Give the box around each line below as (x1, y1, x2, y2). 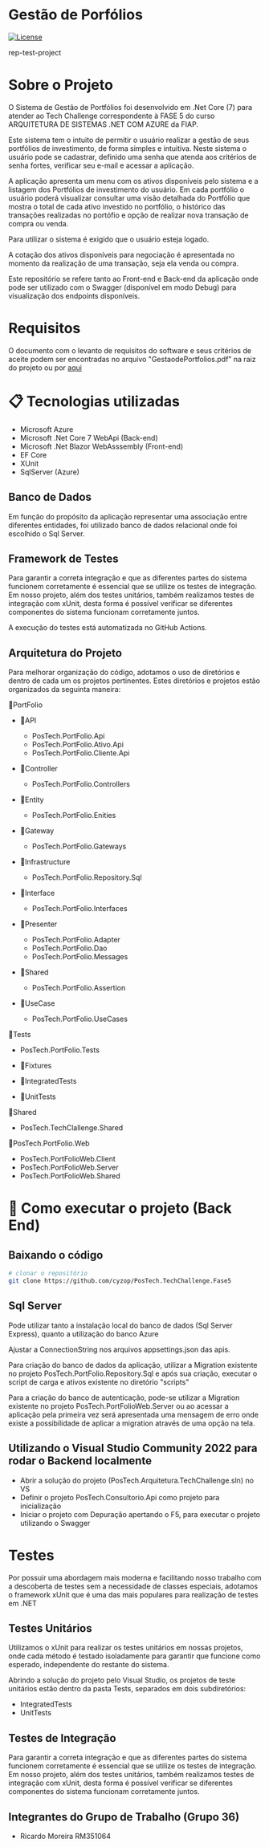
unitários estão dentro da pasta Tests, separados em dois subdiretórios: (8, 1684, 247, 1694)
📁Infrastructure (19, 857, 71, 867)
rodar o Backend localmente (8, 1454, 153, 1468)
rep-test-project (8, 47, 62, 57)
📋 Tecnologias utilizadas (8, 393, 181, 410)
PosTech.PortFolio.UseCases (31, 1014, 128, 1024)
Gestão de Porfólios (8, 6, 143, 24)
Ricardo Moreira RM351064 (19, 1831, 111, 1841)
